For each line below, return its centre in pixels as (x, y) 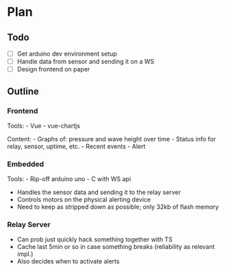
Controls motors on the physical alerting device (84, 200)
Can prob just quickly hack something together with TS (95, 239)
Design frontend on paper (53, 69)
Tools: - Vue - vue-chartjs (44, 126)
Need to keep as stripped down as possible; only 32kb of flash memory (118, 207)
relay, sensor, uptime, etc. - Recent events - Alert (76, 146)
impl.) (25, 254)
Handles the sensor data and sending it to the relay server (99, 192)
